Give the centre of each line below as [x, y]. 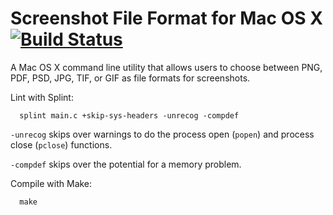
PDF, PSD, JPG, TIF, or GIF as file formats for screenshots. [130, 78]
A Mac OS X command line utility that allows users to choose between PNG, [166, 67]
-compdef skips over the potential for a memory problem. [126, 164]
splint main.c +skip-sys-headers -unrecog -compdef [129, 115]
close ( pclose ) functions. [61, 144]
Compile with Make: [51, 183]
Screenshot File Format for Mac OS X [166, 18]
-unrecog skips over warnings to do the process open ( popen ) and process [162, 134]
